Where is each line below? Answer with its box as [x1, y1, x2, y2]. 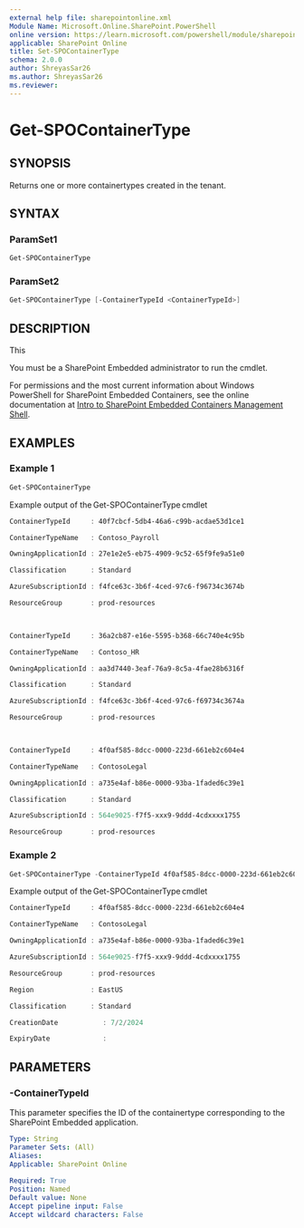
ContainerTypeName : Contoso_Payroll [9, 533, 160, 542]
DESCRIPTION [9, 321, 90, 336]
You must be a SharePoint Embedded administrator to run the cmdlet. [9, 363, 269, 373]
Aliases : [9, 1151, 43, 1160]
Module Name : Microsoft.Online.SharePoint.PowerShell [9, 22, 217, 31]
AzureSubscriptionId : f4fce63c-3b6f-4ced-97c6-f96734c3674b [9, 582, 245, 592]
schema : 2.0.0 [9, 55, 63, 64]
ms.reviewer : [9, 81, 59, 90]
